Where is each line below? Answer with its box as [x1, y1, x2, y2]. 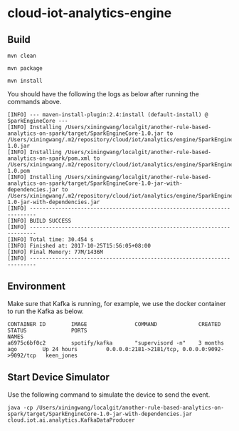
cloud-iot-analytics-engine [7, 5, 172, 21]
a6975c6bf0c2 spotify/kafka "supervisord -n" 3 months [7, 339, 224, 347]
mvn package [7, 65, 43, 72]
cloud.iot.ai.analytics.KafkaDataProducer [7, 416, 135, 424]
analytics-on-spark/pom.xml [7, 155, 91, 162]
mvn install [7, 77, 43, 84]
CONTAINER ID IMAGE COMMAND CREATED [7, 320, 221, 328]
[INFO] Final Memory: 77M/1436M [7, 248, 103, 255]
